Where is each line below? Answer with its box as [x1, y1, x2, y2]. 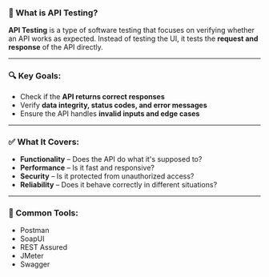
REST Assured [19, 243, 68, 252]
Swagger [19, 259, 50, 269]
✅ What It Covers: [8, 136, 80, 147]
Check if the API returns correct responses [19, 91, 166, 101]
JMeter [19, 251, 44, 261]
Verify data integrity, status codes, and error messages [19, 100, 208, 110]
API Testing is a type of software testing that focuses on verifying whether [8, 26, 255, 35]
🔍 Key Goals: [8, 70, 62, 82]
